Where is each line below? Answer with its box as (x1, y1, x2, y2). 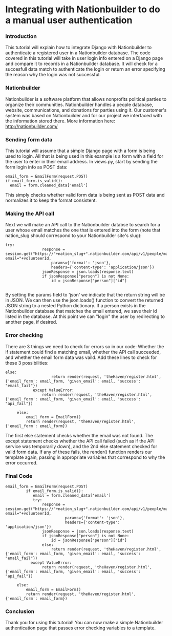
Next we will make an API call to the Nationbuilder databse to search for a (5, 222, 160, 228)
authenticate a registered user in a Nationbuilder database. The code (5, 50, 151, 56)
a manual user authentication (5, 14, 133, 26)
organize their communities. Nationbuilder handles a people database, (5, 101, 154, 108)
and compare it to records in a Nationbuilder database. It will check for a (5, 60, 158, 67)
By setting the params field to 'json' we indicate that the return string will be (5, 292, 165, 298)
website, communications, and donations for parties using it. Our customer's (5, 107, 167, 113)
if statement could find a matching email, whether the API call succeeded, (5, 349, 161, 355)
